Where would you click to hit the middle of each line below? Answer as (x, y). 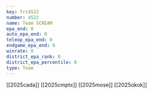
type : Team (20, 68)
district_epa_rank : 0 (34, 57)
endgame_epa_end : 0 (31, 46)
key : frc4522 (23, 12)
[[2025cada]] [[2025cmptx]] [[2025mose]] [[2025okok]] (76, 85)
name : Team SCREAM (29, 23)
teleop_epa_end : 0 (29, 40)
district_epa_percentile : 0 (42, 62)
